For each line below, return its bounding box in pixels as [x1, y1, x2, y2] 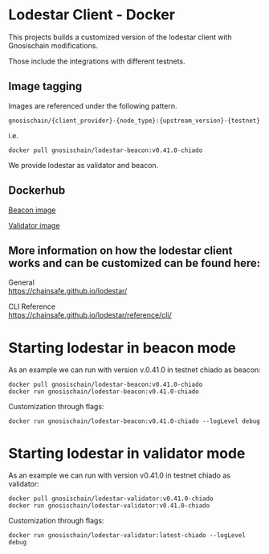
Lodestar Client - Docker [8, 6, 175, 24]
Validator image [8, 220, 60, 230]
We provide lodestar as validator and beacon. [8, 160, 159, 170]
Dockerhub [8, 183, 66, 198]
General [8, 277, 35, 287]
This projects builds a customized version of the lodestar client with [8, 32, 232, 42]
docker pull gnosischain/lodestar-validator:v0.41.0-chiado [8, 494, 214, 503]
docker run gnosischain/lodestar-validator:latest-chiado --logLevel [8, 531, 247, 540]
